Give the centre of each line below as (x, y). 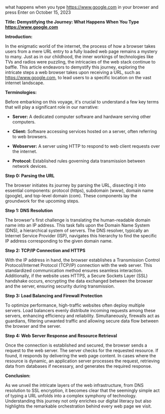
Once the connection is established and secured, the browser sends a (76, 345)
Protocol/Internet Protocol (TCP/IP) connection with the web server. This (79, 265)
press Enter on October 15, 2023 (38, 12)
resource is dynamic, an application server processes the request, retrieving (82, 361)
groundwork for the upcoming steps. (42, 201)
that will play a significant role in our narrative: (52, 107)
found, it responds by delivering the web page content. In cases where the (81, 356)
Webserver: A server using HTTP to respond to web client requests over (86, 146)
